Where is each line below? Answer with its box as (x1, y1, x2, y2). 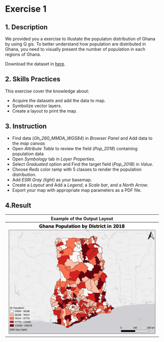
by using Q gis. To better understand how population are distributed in (5, 41, 146, 47)
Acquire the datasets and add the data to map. (12, 97, 106, 103)
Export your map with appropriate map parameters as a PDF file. (12, 187, 142, 193)
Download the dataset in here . (5, 61, 66, 67)
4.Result (5, 202, 32, 210)
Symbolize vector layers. (12, 103, 62, 109)
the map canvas (12, 140, 45, 146)
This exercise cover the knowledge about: (5, 88, 89, 94)
